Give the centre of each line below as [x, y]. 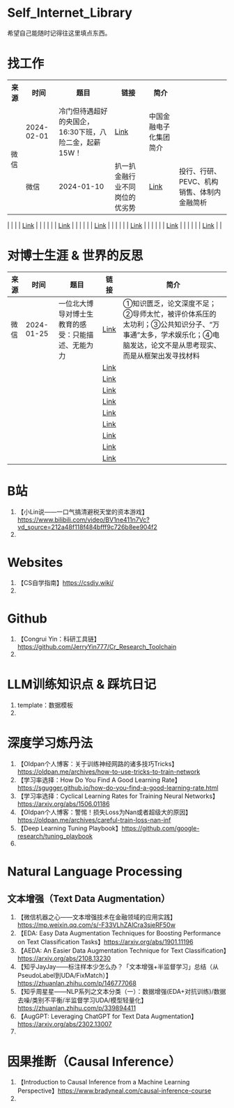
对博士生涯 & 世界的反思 [76, 256]
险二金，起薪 [80, 142]
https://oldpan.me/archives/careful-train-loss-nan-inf [94, 820]
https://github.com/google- [161, 828]
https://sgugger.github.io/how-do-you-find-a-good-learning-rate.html [118, 788]
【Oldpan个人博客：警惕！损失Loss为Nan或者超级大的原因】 [104, 812]
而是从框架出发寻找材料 [161, 355]
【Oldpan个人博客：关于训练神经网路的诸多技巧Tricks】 [97, 763]
